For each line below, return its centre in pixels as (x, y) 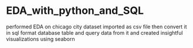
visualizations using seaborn (40, 39)
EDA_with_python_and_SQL (75, 11)
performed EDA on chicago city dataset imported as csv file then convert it (97, 27)
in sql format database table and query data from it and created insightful (94, 32)
